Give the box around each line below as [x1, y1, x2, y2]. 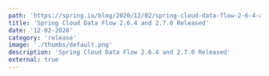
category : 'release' [8, 33, 78, 42]
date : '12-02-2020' [8, 26, 74, 34]
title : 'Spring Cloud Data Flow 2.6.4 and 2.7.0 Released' [8, 19, 210, 27]
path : [8, 11, 26, 20]
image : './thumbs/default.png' [8, 41, 113, 49]
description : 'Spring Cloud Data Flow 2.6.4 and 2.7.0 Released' [8, 48, 231, 56]
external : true [8, 56, 59, 64]
